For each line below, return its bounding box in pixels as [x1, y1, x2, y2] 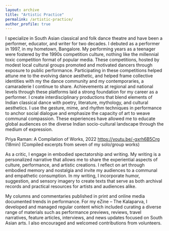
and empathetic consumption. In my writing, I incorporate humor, [5, 172, 140, 179]
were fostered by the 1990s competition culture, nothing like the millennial [5, 51, 159, 57]
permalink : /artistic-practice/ [5, 17, 73, 22]
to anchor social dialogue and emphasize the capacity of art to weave [5, 110, 150, 117]
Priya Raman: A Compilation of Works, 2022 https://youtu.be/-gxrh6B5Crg [5, 136, 160, 142]
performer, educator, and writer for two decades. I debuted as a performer [5, 41, 160, 47]
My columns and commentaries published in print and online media [5, 193, 145, 199]
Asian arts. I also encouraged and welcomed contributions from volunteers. [5, 220, 162, 226]
